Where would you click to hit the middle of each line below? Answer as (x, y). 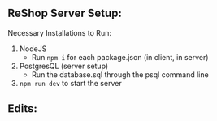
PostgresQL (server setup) (64, 66)
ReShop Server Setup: (65, 13)
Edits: (22, 109)
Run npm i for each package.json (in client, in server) (120, 57)
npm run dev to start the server (71, 83)
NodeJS (33, 49)
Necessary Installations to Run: (59, 32)
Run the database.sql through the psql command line (120, 74)
